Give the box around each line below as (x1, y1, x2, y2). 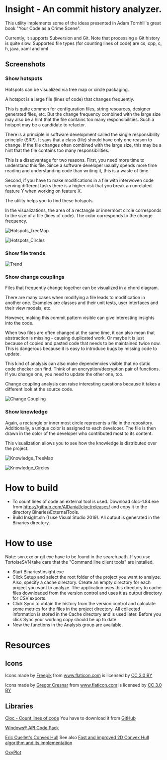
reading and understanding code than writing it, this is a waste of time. (5, 167, 150, 173)
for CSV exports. (12, 595, 47, 601)
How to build (5, 482, 58, 493)
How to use (5, 537, 53, 549)
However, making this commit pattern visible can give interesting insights (5, 315, 155, 321)
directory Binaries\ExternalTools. (12, 509, 80, 515)
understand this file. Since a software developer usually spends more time (5, 162, 158, 168)
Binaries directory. (12, 520, 50, 526)
